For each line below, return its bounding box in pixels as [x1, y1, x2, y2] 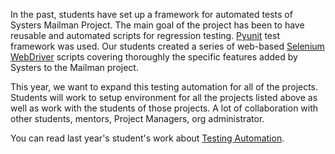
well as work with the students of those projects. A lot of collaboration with [10, 102, 319, 114]
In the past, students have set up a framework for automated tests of [10, 9, 293, 20]
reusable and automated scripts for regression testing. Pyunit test [10, 30, 280, 41]
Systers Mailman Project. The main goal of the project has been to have [10, 19, 305, 31]
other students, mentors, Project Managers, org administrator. [10, 113, 265, 124]
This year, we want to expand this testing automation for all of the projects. [10, 81, 319, 93]
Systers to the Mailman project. [10, 62, 139, 73]
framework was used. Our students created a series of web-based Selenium [10, 40, 325, 52]
